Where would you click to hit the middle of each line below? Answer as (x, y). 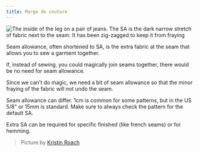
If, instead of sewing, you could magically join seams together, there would (97, 64)
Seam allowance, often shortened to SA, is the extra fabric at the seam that (98, 46)
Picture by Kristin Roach (50, 142)
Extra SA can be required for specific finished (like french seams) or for (94, 124)
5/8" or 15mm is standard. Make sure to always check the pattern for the (95, 106)
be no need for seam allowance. (45, 71)
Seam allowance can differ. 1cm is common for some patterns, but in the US (99, 100)
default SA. (20, 113)
